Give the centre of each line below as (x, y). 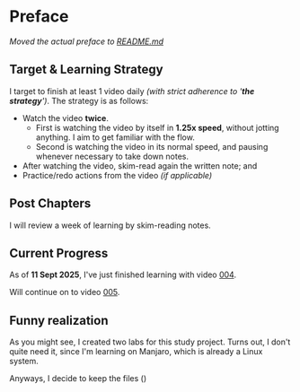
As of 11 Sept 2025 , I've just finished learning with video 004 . (123, 274)
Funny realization (59, 320)
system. (24, 362)
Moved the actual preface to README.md (87, 41)
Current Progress (59, 253)
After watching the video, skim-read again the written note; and (140, 166)
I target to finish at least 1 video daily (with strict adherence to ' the (132, 91)
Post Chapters (50, 204)
